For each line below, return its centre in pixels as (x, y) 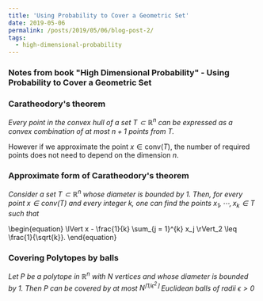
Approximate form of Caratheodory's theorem (99, 175)
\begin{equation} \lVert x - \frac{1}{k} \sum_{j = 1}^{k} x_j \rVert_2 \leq (123, 229)
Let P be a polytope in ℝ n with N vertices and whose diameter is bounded (128, 276)
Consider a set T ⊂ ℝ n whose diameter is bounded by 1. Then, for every (126, 193)
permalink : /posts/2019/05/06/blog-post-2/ (81, 30)
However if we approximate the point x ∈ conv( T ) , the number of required (129, 147)
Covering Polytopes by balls (63, 257)
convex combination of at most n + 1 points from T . (91, 131)
